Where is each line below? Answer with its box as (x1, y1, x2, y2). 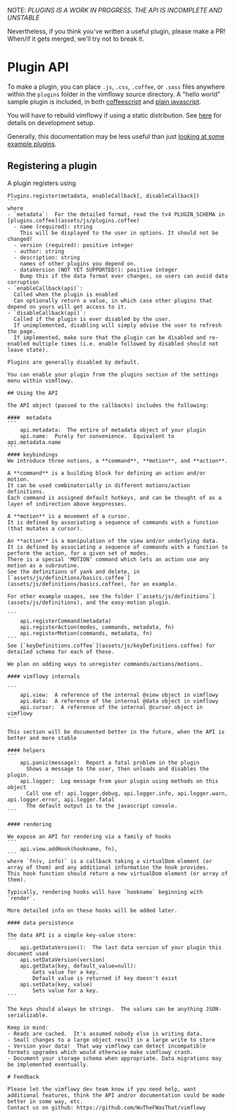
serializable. (7, 1012, 49, 1019)
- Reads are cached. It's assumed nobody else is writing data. (7, 1030, 203, 1037)
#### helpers (7, 746, 46, 754)
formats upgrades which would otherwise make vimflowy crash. (7, 1048, 193, 1055)
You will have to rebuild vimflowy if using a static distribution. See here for (7, 111, 222, 119)
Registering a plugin (7, 160, 97, 172)
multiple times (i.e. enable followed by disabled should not (32, 340, 219, 347)
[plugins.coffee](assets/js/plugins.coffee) (7, 217, 140, 224)
